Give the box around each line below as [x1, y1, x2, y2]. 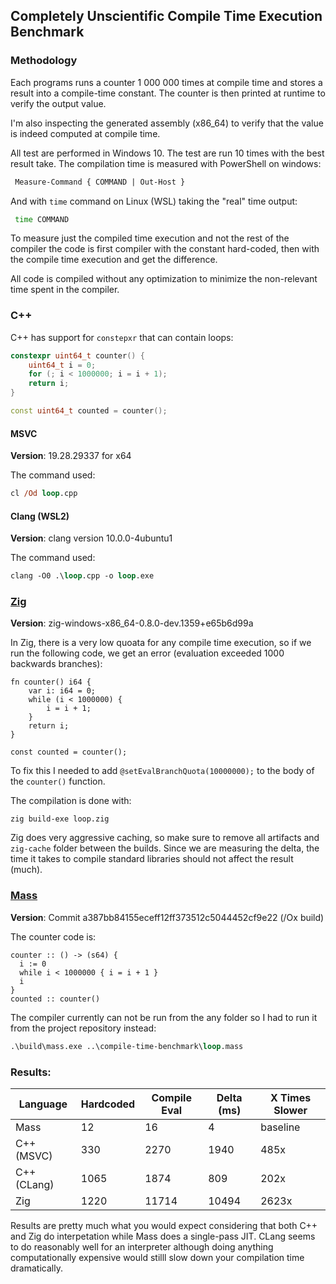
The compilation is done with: [10, 795, 132, 807]
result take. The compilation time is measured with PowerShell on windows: [10, 157, 322, 169]
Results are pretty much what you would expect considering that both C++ [10, 1219, 318, 1231]
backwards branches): [10, 658, 103, 670]
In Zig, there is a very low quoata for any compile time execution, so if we [10, 637, 312, 649]
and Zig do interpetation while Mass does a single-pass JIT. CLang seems [10, 1230, 316, 1242]
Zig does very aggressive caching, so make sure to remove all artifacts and [10, 832, 320, 844]
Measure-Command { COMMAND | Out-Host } [14, 177, 186, 187]
